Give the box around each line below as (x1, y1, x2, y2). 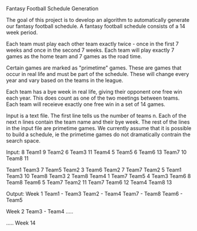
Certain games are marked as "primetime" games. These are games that (6, 64, 182, 71)
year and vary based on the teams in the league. (6, 77, 123, 84)
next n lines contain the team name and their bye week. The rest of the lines (6, 118, 190, 126)
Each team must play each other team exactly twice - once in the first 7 (6, 41, 179, 47)
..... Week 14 (6, 219, 36, 226)
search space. (6, 137, 41, 144)
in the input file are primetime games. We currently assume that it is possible (6, 125, 192, 131)
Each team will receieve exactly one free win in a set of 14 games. (6, 101, 166, 108)
